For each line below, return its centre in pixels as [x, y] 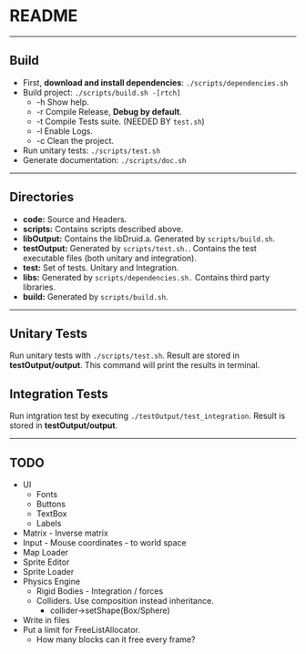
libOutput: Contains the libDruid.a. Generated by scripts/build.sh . [149, 239]
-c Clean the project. [75, 140]
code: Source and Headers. [75, 219]
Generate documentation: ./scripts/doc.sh [104, 159]
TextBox [51, 514]
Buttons [51, 504]
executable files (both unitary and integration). [110, 258]
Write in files [46, 620]
